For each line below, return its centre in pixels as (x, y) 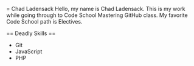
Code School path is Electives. (44, 21)
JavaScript (29, 51)
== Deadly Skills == (31, 33)
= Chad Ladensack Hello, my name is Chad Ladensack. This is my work (96, 9)
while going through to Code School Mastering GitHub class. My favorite (97, 15)
